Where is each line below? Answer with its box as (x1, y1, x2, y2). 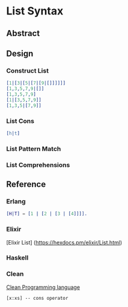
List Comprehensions (6, 160, 70, 169)
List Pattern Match (6, 144, 61, 153)
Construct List (6, 66, 49, 74)
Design (6, 48, 34, 58)
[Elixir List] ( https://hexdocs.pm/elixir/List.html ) (6, 239, 122, 246)
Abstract (6, 28, 40, 38)
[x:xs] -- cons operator (6, 295, 69, 301)
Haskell (6, 254, 29, 262)
